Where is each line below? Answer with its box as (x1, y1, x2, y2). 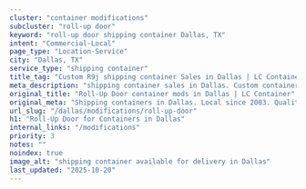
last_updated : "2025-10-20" (9, 165, 117, 174)
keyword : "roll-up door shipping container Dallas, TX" (9, 30, 226, 39)
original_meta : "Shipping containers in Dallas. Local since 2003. (9, 97, 271, 107)
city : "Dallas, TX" (9, 55, 84, 65)
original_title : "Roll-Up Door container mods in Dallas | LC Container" (9, 89, 296, 98)
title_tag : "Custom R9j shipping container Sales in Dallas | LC (9, 73, 262, 82)
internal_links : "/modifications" (9, 124, 141, 133)
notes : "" (9, 140, 47, 149)
